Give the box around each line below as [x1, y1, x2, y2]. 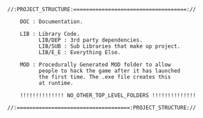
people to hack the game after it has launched [38, 67, 181, 74]
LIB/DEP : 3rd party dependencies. [38, 37, 143, 44]
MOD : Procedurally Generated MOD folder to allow [20, 61, 171, 68]
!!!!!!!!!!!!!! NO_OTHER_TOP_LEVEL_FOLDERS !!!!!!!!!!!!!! [20, 92, 197, 99]
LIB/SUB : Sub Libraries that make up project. [38, 43, 181, 50]
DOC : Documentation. [20, 18, 83, 25]
